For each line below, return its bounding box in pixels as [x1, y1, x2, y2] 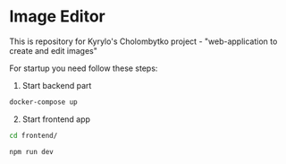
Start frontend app [21, 114, 91, 125]
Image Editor [9, 6, 105, 27]
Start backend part [21, 80, 92, 91]
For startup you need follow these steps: [9, 63, 158, 73]
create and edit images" [9, 45, 98, 56]
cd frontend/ [9, 131, 58, 140]
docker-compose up [9, 97, 78, 107]
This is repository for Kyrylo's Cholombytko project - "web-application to [9, 36, 278, 47]
